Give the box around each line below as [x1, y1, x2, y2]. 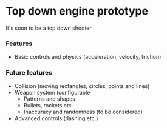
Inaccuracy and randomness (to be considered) [23, 108, 143, 115]
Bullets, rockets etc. [23, 101, 73, 109]
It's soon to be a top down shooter [5, 24, 92, 32]
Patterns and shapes [23, 95, 75, 103]
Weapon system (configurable [14, 89, 90, 96]
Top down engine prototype [5, 4, 149, 18]
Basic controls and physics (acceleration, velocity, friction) [14, 53, 162, 61]
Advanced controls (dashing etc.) [14, 114, 98, 122]
